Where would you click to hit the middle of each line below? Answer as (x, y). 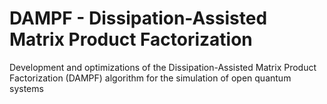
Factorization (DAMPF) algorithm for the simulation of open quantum (150, 78)
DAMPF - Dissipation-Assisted (138, 18)
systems (26, 88)
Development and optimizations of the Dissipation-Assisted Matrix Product (163, 67)
